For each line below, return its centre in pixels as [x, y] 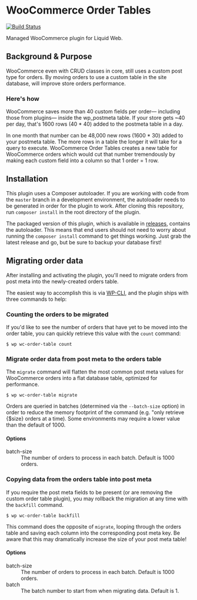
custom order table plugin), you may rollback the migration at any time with [97, 499]
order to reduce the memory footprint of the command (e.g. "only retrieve [95, 412]
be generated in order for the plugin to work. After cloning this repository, [95, 206]
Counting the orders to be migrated [57, 314]
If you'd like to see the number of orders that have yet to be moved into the [97, 327]
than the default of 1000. [36, 425]
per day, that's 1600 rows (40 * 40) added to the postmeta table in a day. [95, 124]
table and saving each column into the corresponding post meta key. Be [93, 533]
